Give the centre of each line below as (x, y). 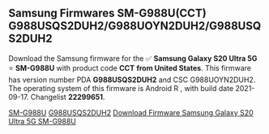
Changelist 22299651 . (68, 97)
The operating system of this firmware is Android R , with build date (121, 88)
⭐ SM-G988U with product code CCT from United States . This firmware (130, 67)
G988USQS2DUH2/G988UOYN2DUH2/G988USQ (135, 26)
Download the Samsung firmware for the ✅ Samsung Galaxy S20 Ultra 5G (133, 58)
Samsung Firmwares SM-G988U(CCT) (107, 13)
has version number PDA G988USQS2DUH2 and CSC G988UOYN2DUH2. (132, 80)
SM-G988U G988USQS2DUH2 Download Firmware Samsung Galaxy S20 (131, 112)
